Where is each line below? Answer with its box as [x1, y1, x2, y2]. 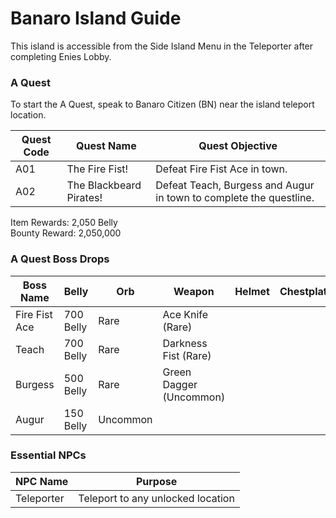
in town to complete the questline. [155, 191, 315, 205]
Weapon [173, 284, 215, 298]
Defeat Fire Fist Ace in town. [155, 162, 288, 176]
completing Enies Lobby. [10, 50, 112, 62]
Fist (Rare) [162, 348, 212, 362]
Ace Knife [162, 307, 209, 321]
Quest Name [76, 139, 137, 153]
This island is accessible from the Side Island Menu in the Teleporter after [10, 40, 314, 52]
